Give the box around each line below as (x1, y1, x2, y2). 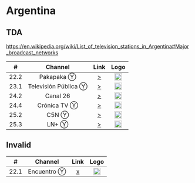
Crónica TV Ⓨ (37, 101, 78, 109)
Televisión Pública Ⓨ (28, 82, 88, 90)
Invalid (6, 140, 31, 150)
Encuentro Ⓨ (28, 167, 66, 175)
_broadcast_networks (6, 49, 59, 56)
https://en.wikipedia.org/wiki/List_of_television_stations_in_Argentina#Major (6, 43, 190, 50)
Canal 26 (45, 92, 70, 100)
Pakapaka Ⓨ (39, 73, 76, 81)
